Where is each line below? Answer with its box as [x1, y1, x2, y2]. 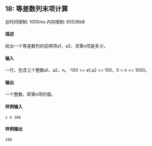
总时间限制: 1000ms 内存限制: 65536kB [5, 19, 85, 25]
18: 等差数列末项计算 [5, 4, 68, 13]
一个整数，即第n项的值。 [5, 91, 56, 97]
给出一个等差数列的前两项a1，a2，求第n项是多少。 [5, 43, 108, 49]
